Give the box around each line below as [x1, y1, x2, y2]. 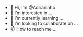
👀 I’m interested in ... [10, 10, 53, 16]
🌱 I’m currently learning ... [10, 15, 64, 21]
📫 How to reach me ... [10, 26, 57, 32]
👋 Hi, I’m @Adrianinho [10, 5, 56, 10]
